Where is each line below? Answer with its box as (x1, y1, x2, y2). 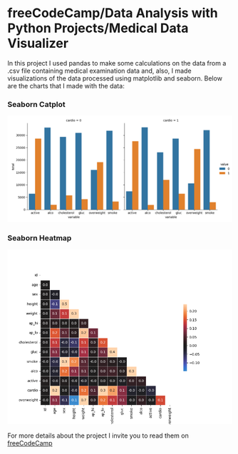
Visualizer (7, 36, 69, 51)
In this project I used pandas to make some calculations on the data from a (7, 58, 227, 67)
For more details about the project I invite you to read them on (7, 431, 189, 440)
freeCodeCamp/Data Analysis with (7, 5, 219, 21)
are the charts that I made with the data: (7, 81, 125, 90)
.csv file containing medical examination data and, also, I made (7, 66, 192, 75)
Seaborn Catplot (7, 99, 66, 109)
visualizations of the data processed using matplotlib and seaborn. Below (7, 73, 223, 83)
